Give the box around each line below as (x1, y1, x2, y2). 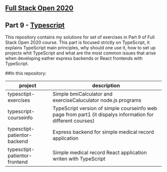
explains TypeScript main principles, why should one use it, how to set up (5, 45, 156, 51)
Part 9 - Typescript (5, 21, 65, 29)
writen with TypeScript (52, 156, 105, 163)
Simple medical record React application (52, 149, 147, 156)
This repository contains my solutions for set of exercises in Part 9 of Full (5, 34, 155, 40)
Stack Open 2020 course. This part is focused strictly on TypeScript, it (5, 39, 150, 45)
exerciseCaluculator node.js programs (52, 97, 142, 104)
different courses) (52, 117, 95, 124)
